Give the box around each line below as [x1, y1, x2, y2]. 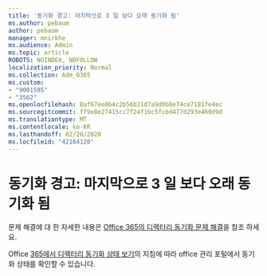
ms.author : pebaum [8, 19, 69, 27]
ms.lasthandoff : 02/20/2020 [8, 130, 102, 138]
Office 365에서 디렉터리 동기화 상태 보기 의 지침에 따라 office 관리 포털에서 [8, 249, 241, 259]
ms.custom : [8, 78, 45, 86]
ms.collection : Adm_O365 [8, 71, 91, 79]
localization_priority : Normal [8, 64, 112, 72]
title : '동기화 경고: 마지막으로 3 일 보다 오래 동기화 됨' [8, 11, 180, 20]
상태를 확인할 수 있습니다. [16, 259, 96, 269]
